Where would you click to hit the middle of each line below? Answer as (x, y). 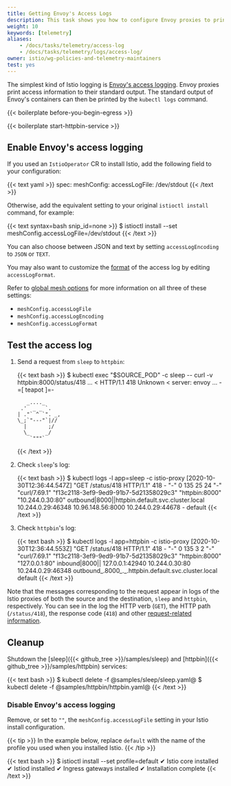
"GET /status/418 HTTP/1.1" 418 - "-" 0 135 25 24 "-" (147, 485)
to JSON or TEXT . (29, 254)
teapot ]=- (40, 390)
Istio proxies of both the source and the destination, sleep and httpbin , (108, 599)
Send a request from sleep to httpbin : (71, 362)
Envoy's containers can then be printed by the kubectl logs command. (108, 99)
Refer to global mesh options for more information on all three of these (107, 288)
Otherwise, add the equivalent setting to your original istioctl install (108, 205)
